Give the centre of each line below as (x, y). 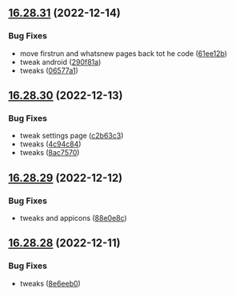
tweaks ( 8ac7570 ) (50, 153)
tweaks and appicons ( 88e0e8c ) (74, 218)
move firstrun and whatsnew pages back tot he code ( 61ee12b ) (123, 53)
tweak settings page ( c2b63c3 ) (72, 136)
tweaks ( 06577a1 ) (49, 70)
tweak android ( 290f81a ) (60, 62)
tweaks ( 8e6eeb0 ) (50, 283)
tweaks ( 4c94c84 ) (50, 144)
